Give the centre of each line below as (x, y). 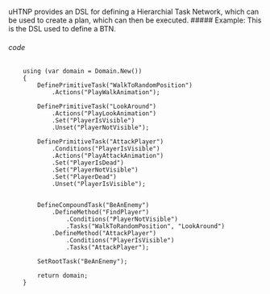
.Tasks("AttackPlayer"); (108, 248)
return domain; (63, 276)
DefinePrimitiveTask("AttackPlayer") (100, 142)
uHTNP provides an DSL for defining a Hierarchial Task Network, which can (134, 12)
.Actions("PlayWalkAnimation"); (106, 93)
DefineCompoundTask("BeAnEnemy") (93, 205)
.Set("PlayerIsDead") (88, 163)
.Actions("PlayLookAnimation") (104, 114)
